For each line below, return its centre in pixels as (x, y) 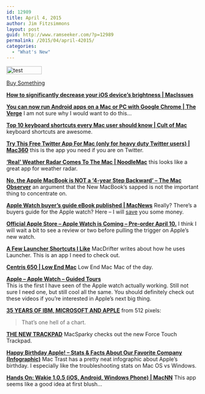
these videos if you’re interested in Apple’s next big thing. (79, 298)
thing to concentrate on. (37, 193)
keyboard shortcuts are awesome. (50, 131)
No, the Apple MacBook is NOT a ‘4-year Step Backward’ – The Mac (94, 180)
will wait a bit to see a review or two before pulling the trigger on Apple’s (98, 230)
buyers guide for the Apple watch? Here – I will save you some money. (95, 212)
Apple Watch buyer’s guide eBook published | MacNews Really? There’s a (102, 205)
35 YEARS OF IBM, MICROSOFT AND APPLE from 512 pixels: (84, 310)
